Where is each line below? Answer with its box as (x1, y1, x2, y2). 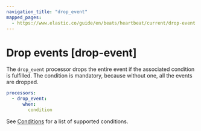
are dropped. (6, 79, 39, 86)
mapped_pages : (6, 14, 42, 20)
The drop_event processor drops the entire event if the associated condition (6, 65, 195, 73)
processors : (6, 90, 36, 96)
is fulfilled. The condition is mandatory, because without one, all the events (6, 72, 193, 79)
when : (22, 102, 36, 108)
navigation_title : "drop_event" (6, 8, 88, 15)
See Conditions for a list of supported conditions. (6, 118, 129, 125)
